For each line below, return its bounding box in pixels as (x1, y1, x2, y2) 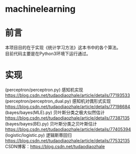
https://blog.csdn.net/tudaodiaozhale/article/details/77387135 (5, 115, 130, 121)
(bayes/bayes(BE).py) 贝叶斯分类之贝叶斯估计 (5, 121, 97, 127)
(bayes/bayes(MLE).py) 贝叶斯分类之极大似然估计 (5, 109, 105, 116)
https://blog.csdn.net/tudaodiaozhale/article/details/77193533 (5, 92, 131, 99)
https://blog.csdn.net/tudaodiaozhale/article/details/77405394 (5, 127, 131, 132)
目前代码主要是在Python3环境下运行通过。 (5, 51, 91, 57)
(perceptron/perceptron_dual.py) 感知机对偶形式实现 (5, 98, 111, 104)
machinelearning (5, 3, 76, 15)
